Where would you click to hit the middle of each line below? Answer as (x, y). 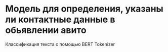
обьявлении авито (46, 30)
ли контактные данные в (60, 19)
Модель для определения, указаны (84, 9)
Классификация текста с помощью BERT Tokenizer (60, 44)
